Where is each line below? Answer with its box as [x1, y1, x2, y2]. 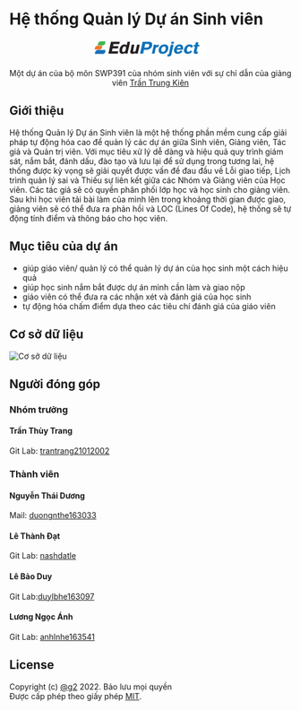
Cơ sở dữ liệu [9, 327, 83, 342]
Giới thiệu [9, 103, 64, 118]
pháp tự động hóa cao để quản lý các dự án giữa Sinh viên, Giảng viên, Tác [9, 136, 287, 147]
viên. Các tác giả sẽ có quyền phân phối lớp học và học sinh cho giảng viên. [9, 184, 291, 195]
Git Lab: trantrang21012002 [9, 446, 110, 456]
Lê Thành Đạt [9, 530, 61, 541]
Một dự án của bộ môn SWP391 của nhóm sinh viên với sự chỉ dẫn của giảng [9, 68, 292, 79]
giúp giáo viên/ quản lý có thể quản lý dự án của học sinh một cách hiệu [21, 263, 288, 273]
